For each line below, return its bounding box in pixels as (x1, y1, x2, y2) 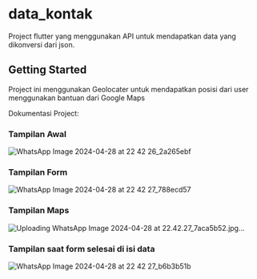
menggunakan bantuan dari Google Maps (8, 93, 146, 103)
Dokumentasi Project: (8, 108, 79, 118)
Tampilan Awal (8, 128, 66, 139)
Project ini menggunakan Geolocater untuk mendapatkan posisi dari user (8, 84, 249, 94)
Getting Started (8, 63, 87, 77)
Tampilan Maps (8, 205, 70, 216)
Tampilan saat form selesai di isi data (8, 243, 155, 254)
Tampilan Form (8, 166, 68, 177)
